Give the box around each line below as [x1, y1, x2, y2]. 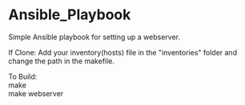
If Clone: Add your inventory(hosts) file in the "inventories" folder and [8, 47, 238, 57]
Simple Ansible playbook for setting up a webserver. [8, 32, 181, 42]
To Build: [8, 71, 38, 81]
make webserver [8, 88, 64, 98]
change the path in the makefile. [8, 56, 114, 66]
